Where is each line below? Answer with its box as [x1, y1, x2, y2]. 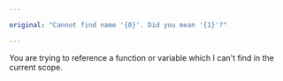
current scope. [9, 62, 64, 72]
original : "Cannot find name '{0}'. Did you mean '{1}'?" [9, 20, 227, 29]
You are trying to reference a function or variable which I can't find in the [9, 52, 274, 63]
